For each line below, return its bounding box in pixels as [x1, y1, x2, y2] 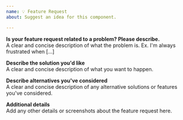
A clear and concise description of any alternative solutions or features [6, 83, 178, 90]
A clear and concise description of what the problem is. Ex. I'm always [6, 42, 176, 49]
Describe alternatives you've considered [6, 77, 108, 84]
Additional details [6, 101, 50, 108]
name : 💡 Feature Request [6, 8, 67, 15]
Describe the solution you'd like [6, 59, 85, 66]
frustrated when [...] [6, 48, 55, 55]
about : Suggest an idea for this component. [6, 14, 117, 20]
